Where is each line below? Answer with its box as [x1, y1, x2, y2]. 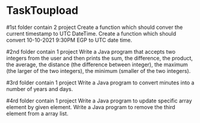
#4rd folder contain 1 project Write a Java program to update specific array [6, 97, 192, 104]
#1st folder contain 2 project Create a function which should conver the [6, 24, 183, 31]
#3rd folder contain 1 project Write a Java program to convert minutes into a [6, 79, 195, 86]
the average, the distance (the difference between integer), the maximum [6, 61, 189, 68]
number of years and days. [6, 85, 73, 92]
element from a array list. [6, 110, 69, 117]
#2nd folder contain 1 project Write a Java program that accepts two [6, 48, 176, 55]
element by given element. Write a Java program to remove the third [6, 103, 176, 110]
